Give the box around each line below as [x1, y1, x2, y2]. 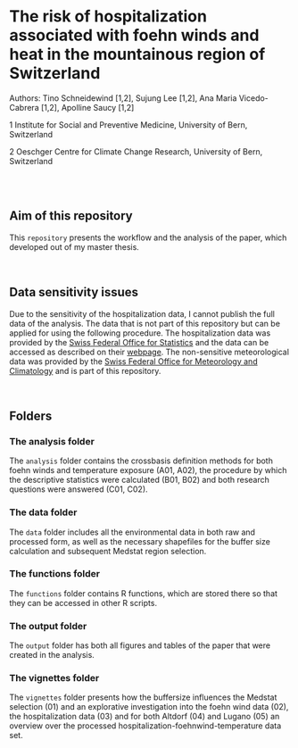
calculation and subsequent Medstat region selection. [9, 545, 207, 556]
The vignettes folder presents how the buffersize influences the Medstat [9, 692, 277, 702]
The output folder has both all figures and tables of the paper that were [9, 640, 270, 651]
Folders [9, 408, 53, 423]
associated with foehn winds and [9, 25, 260, 46]
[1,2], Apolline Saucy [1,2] [40, 102, 135, 112]
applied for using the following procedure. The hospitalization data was [9, 328, 271, 338]
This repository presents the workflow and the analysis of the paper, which [9, 232, 287, 243]
